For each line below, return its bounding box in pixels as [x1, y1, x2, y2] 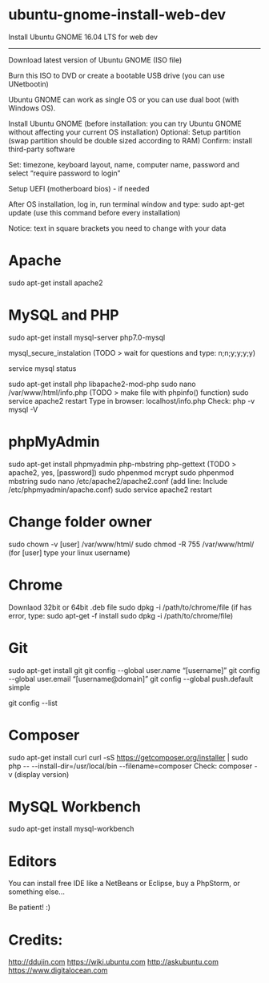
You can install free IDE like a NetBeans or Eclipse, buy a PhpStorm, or [8, 879, 240, 888]
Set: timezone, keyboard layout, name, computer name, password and [8, 159, 240, 169]
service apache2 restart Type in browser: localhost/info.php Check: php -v [8, 396, 255, 405]
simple [8, 683, 30, 692]
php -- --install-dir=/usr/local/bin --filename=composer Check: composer [8, 761, 253, 771]
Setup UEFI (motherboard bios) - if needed [8, 183, 150, 193]
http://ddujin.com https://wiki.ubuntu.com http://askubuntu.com [8, 957, 219, 967]
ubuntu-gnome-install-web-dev [8, 6, 227, 24]
